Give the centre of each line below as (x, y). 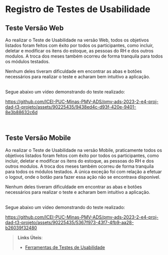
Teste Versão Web (34, 28)
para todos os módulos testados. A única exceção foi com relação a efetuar (83, 171)
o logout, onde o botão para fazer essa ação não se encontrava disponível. (83, 177)
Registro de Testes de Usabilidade (78, 9)
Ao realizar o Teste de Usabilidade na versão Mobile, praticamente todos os (84, 150)
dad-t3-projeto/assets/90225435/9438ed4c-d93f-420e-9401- (71, 107)
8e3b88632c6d (21, 112)
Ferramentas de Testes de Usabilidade (65, 247)
